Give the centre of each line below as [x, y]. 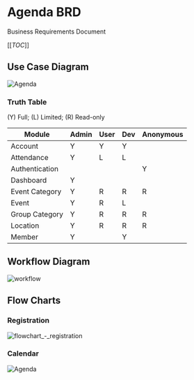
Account [25, 146]
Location [25, 226]
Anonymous [163, 135]
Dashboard [29, 180]
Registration [29, 321]
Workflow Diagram [49, 262]
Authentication [35, 169]
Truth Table [27, 102]
